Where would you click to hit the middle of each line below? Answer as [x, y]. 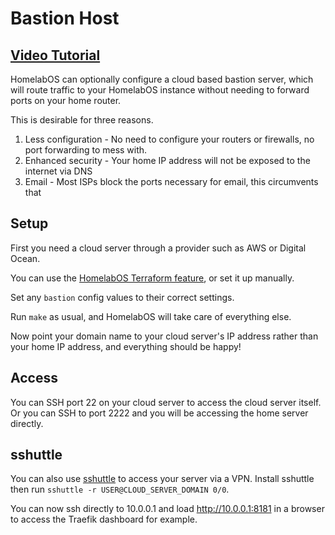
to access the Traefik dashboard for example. [104, 519]
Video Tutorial [55, 55]
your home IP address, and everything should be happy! [126, 346]
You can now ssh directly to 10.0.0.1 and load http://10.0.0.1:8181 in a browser [167, 509]
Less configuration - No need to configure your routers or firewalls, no [169, 139]
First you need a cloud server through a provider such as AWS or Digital [158, 248]
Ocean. [25, 258]
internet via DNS [58, 171]
